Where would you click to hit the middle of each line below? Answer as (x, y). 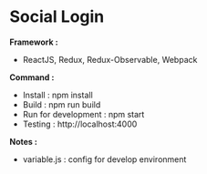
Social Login (57, 17)
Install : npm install (57, 95)
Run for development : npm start (83, 114)
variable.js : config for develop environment (104, 159)
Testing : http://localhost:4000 (80, 124)
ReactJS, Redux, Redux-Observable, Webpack (110, 59)
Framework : (34, 42)
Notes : (24, 141)
